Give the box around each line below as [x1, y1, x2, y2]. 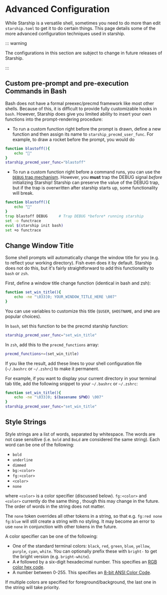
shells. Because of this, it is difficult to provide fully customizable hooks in [5, 106, 157, 112]
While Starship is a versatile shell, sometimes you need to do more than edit [5, 20, 161, 26]
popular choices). [5, 313, 41, 319]
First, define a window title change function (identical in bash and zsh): [5, 280, 151, 286]
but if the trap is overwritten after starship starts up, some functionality [12, 185, 158, 191]
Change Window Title [5, 241, 74, 250]
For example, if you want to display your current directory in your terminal [5, 375, 157, 381]
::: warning [5, 40, 27, 46]
